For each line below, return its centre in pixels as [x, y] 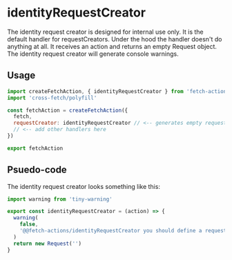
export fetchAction [35, 148]
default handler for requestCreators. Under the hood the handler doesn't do [115, 39]
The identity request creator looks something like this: [84, 186]
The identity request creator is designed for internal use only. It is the [105, 32]
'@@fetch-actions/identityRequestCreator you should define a [111, 231]
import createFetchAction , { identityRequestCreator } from [96, 91]
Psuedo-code [37, 170]
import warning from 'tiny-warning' [60, 199]
